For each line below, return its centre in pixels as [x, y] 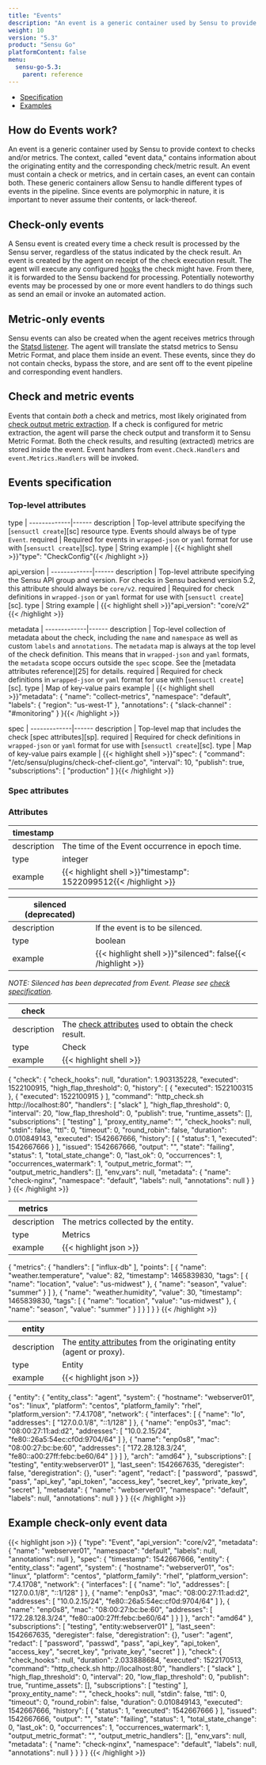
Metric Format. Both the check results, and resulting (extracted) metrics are [131, 441]
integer [75, 858]
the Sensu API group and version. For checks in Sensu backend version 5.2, [132, 580]
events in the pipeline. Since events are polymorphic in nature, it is [116, 192]
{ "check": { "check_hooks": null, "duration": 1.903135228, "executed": [123, 1079]
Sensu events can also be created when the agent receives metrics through [131, 338]
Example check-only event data [88, 1523]
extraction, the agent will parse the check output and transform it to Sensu [129, 432]
